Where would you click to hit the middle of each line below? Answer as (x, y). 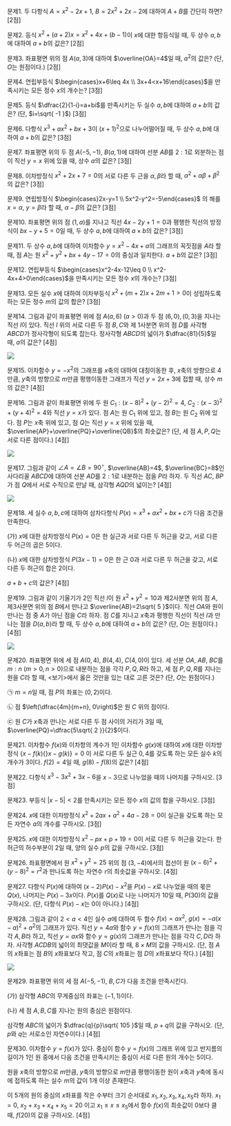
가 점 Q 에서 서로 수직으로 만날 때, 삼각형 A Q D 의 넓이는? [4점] (90, 485)
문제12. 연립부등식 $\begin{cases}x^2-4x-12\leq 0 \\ (80, 270)
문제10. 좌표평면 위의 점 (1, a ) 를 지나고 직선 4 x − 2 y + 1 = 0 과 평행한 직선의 (108, 222)
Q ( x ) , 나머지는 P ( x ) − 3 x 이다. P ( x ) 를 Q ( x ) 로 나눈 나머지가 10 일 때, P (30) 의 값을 (113, 895)
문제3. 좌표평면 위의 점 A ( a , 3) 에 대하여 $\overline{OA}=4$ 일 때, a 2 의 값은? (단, (115, 58)
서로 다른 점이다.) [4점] (38, 440)
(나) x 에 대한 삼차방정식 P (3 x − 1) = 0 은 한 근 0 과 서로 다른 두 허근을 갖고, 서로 (113, 560)
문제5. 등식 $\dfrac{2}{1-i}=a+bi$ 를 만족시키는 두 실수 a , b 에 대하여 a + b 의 (110, 105)
